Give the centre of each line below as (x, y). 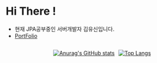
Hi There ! (31, 11)
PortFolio (26, 35)
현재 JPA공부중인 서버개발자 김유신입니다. (64, 29)
